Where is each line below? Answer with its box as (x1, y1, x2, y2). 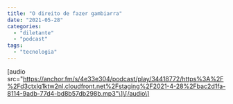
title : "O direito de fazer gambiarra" (7, 10, 123, 17)
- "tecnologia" (13, 49, 58, 56)
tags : (7, 42, 23, 49)
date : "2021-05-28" (7, 17, 64, 23)
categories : (7, 23, 42, 30)
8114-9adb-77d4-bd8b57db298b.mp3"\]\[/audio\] (7, 89, 150, 97)
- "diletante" (13, 29, 54, 37)
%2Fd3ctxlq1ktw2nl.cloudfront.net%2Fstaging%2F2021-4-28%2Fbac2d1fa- (7, 82, 226, 90)
